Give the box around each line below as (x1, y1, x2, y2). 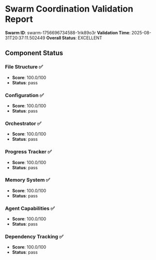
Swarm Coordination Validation (5, 3, 133, 15)
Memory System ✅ (5, 177, 50, 183)
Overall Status (46, 35, 76, 41)
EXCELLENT (78, 35, 103, 41)
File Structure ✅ (5, 64, 44, 70)
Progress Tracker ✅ (5, 148, 52, 155)
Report (5, 14, 33, 25)
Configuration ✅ (5, 92, 45, 98)
